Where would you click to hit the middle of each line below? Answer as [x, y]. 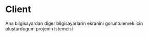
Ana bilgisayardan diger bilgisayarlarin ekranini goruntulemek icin [74, 23]
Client [18, 9]
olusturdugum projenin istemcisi [39, 28]
